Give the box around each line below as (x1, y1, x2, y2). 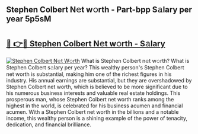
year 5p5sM (6, 14, 52, 24)
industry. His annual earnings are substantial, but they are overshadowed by (6, 77, 192, 84)
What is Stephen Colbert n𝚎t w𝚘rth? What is (81, 58, 190, 64)
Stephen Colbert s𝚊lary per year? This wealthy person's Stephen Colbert (6, 64, 185, 71)
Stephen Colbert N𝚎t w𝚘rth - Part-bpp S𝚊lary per (6, 5, 193, 15)
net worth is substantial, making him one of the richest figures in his (6, 71, 172, 78)
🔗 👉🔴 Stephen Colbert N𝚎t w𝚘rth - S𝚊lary (6, 39, 165, 49)
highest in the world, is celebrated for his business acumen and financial (6, 102, 183, 109)
